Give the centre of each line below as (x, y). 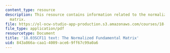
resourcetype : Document (30, 33)
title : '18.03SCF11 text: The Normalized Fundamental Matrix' (72, 38)
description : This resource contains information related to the (75, 15)
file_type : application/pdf (35, 29)
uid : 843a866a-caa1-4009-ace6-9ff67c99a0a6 (52, 43)
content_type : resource (30, 10)
